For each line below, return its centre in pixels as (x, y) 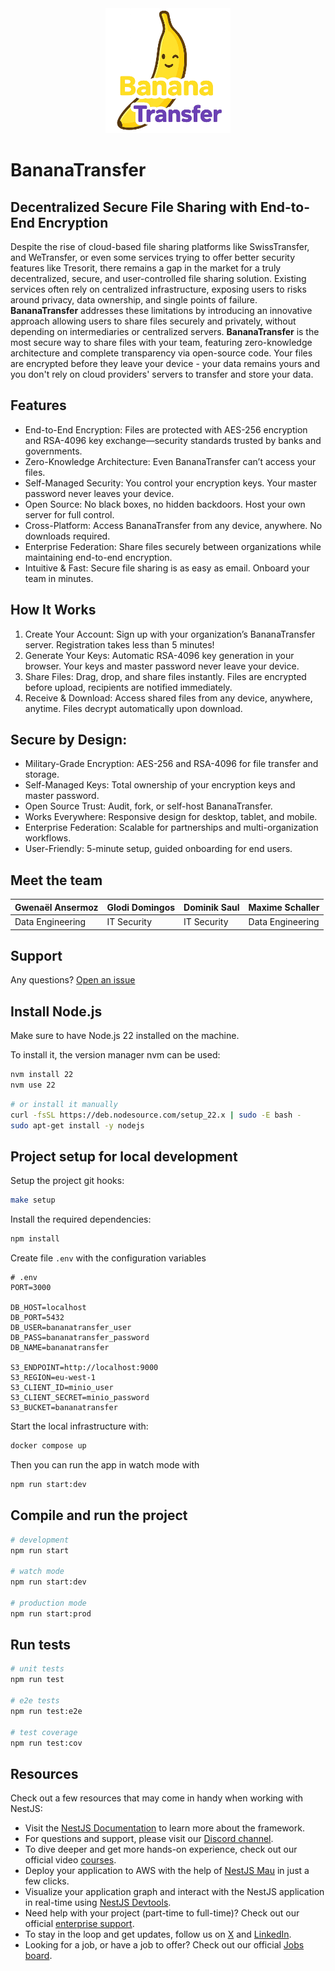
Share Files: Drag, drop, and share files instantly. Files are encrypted (165, 676)
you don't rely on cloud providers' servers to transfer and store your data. (162, 374)
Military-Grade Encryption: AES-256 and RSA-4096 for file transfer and (171, 764)
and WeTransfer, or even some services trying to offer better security (153, 257)
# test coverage (44, 1732)
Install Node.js (56, 1011)
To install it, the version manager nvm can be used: (115, 1055)
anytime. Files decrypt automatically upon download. (133, 708)
